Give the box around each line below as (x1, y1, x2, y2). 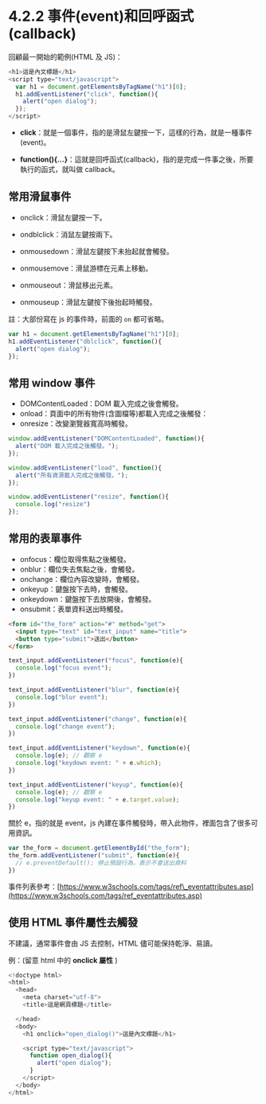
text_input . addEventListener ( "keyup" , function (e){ (8, 781, 183, 789)
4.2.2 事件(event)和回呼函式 (8, 7, 194, 25)
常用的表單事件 (8, 532, 82, 545)
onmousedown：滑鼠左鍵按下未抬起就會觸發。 (19, 246, 174, 256)
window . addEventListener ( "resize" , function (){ (8, 493, 170, 501)
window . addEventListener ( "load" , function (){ (8, 463, 162, 472)
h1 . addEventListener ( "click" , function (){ (15, 90, 158, 98)
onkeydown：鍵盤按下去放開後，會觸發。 (19, 594, 156, 603)
